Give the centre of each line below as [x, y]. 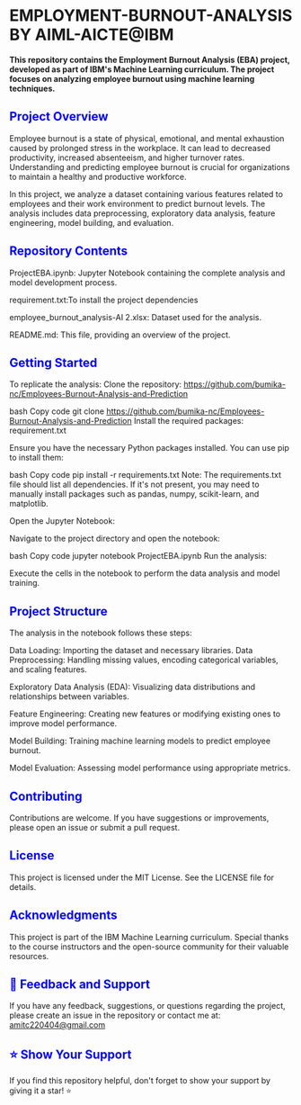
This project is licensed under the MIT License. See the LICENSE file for [142, 877]
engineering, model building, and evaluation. [92, 222]
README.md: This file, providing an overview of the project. [120, 335]
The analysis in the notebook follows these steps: [101, 633]
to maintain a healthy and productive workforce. [98, 176]
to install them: [37, 458]
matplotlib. [29, 504]
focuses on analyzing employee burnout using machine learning [132, 78]
